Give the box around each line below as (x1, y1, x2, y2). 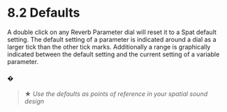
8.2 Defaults (7, 5, 80, 21)
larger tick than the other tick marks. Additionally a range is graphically (7, 42, 211, 51)
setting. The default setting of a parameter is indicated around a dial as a (7, 35, 217, 43)
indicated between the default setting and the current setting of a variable (7, 50, 220, 58)
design (24, 97, 45, 106)
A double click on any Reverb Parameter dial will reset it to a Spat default (7, 28, 217, 36)
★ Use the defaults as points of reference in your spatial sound (24, 90, 208, 98)
